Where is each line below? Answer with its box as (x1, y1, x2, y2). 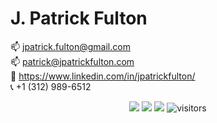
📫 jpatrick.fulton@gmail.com (10, 40, 131, 52)
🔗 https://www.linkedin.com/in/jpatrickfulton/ (10, 70, 196, 82)
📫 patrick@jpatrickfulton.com (10, 55, 135, 67)
